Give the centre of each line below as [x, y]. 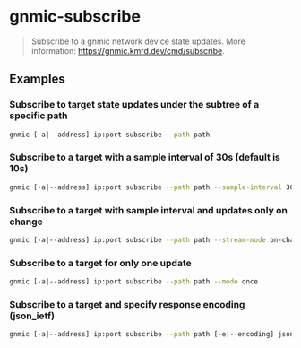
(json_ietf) [32, 316]
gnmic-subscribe [75, 17]
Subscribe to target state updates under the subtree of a [134, 105]
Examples [37, 79]
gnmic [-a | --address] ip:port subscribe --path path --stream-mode [138, 239]
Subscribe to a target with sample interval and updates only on [149, 210]
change [26, 222]
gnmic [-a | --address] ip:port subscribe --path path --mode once [133, 282]
